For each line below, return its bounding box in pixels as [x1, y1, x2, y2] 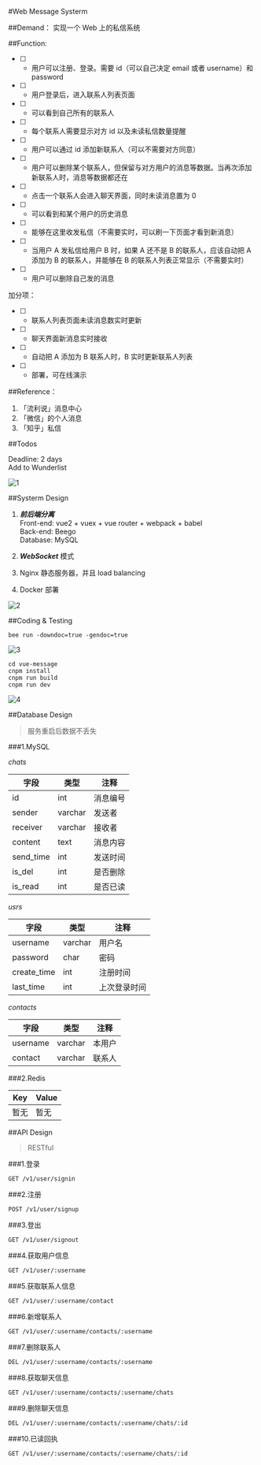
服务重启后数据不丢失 [27, 727, 97, 735]
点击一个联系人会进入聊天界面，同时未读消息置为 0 [31, 191, 197, 200]
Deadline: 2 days [8, 455, 63, 463]
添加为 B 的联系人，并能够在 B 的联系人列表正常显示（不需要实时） [31, 255, 248, 265]
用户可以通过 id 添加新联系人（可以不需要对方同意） [31, 145, 200, 154]
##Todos [8, 439, 38, 448]
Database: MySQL [19, 535, 79, 545]
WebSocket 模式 [19, 552, 75, 560]
